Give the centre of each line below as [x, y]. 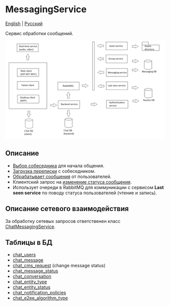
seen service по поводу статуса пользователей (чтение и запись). [85, 193]
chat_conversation [32, 276]
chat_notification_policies [39, 293]
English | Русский [24, 23]
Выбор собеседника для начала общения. [58, 165]
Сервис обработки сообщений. [39, 33]
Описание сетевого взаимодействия [67, 209]
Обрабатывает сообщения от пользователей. [62, 176]
